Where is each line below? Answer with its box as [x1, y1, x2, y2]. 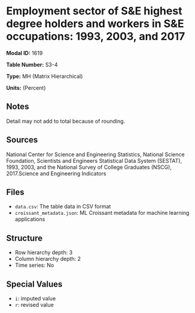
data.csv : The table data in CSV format [14, 203, 111, 210]
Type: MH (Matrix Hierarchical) [6, 72, 83, 80]
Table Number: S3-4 [6, 61, 58, 68]
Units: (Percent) [6, 84, 46, 91]
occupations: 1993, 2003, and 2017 [6, 30, 185, 43]
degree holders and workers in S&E [6, 17, 184, 31]
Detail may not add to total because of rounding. [6, 117, 126, 124]
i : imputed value [14, 295, 56, 302]
